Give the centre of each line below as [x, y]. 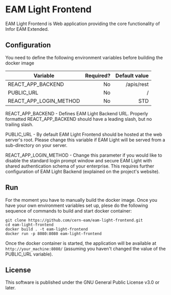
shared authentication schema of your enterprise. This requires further [80, 166]
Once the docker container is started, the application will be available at [81, 243]
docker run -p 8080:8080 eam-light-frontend [54, 234]
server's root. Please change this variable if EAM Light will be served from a [85, 140]
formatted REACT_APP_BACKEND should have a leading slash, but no [79, 119]
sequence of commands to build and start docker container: [69, 210]
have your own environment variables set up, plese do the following [77, 205]
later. [11, 288]
